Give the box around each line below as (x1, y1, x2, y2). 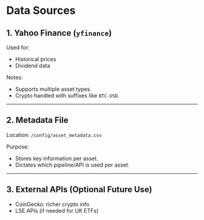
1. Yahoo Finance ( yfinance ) (6, 28, 112, 38)
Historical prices (15, 56, 56, 62)
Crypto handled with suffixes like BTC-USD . (15, 92, 120, 99)
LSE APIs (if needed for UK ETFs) (15, 207, 99, 214)
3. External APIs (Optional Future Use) (6, 184, 153, 195)
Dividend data (15, 62, 50, 69)
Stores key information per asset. (15, 155, 98, 162)
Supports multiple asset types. (15, 85, 92, 93)
